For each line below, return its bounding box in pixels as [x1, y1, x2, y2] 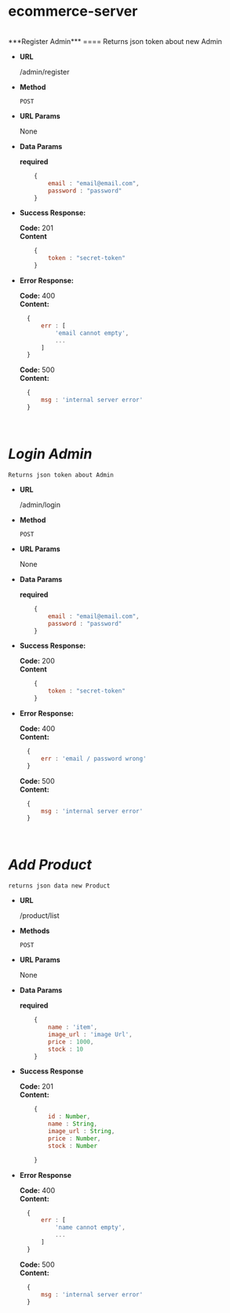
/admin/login [19, 499, 61, 509]
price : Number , [48, 1134, 101, 1143]
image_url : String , [48, 1128, 115, 1136]
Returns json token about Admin [8, 470, 114, 479]
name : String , [48, 1120, 98, 1128]
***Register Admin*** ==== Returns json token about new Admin [8, 36, 222, 46]
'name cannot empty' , [54, 1223, 126, 1231]
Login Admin [8, 445, 93, 463]
